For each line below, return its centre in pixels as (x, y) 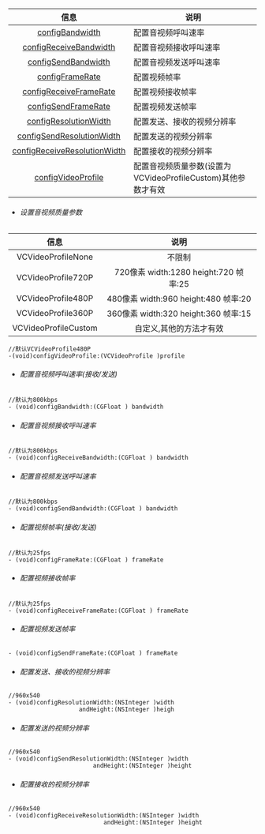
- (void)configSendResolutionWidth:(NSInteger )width (99, 759)
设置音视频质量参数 (51, 212)
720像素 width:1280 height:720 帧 (179, 272)
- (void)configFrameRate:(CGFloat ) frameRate (86, 560)
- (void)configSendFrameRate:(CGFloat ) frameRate (93, 653)
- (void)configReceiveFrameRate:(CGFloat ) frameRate (99, 610)
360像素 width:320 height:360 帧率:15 (179, 314)
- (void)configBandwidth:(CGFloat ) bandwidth (86, 407)
